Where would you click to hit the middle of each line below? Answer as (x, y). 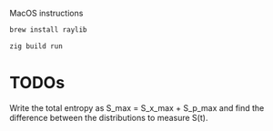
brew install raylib (49, 30)
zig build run (36, 46)
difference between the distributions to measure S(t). (109, 117)
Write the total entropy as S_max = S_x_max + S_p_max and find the (137, 107)
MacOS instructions (46, 13)
